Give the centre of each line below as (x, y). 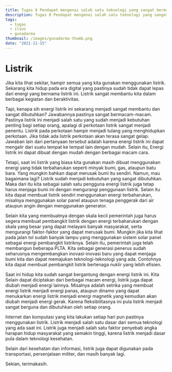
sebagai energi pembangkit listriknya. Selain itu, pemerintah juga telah (79, 243)
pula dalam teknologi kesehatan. (39, 338)
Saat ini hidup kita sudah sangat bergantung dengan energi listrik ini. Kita (82, 274)
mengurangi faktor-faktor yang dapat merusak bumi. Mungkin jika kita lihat (84, 232)
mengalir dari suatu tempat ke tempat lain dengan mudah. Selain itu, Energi (84, 147)
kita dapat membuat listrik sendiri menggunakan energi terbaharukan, (79, 195)
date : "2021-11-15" (26, 43)
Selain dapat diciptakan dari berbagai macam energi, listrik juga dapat (79, 280)
